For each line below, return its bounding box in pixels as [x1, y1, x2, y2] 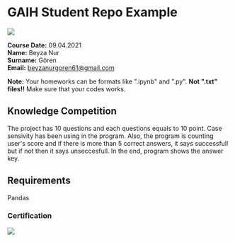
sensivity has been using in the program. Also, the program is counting [7, 132, 214, 140]
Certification [7, 211, 52, 221]
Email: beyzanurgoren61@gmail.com [7, 63, 115, 71]
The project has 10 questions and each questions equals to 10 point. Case [7, 124, 222, 132]
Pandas [7, 193, 30, 202]
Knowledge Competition [7, 105, 117, 117]
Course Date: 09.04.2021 [7, 40, 81, 50]
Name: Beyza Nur [7, 48, 60, 57]
